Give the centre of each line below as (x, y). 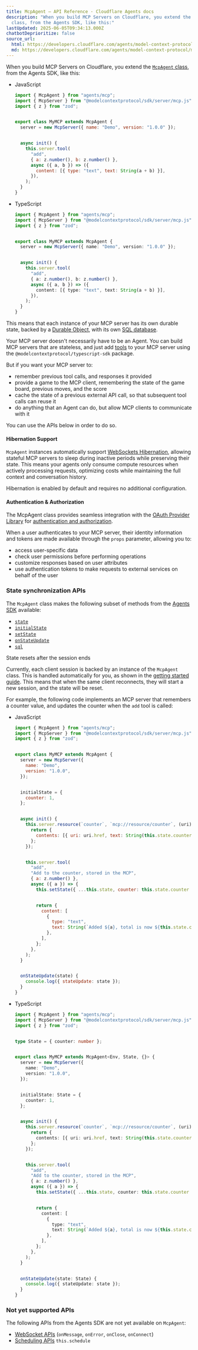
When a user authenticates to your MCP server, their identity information (94, 533)
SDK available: (24, 610)
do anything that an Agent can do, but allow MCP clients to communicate (103, 408)
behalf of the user (36, 575)
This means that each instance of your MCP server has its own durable (92, 323)
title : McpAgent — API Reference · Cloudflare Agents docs (80, 11)
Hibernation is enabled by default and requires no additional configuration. (96, 488)
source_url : (21, 39)
